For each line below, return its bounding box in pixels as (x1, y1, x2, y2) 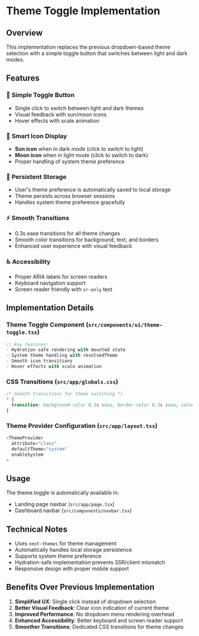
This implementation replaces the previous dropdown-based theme (6, 43, 171, 50)
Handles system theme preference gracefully (14, 199, 126, 206)
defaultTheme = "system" (11, 446, 68, 452)
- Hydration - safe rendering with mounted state (6, 347, 126, 353)
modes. (6, 56, 25, 63)
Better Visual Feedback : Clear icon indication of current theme (14, 604, 169, 611)
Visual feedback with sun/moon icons (14, 111, 107, 118)
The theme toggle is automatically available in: (6, 489, 120, 496)
